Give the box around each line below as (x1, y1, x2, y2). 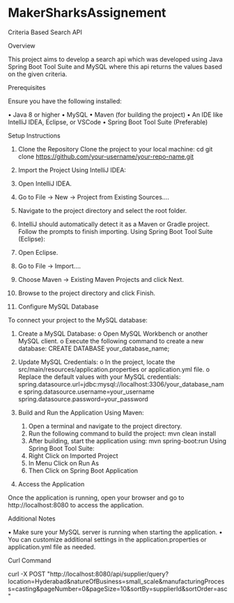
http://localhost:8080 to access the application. (8, 500, 144, 509)
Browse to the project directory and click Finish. (17, 288, 156, 297)
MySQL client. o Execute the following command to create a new (17, 336, 204, 345)
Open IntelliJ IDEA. (17, 179, 72, 188)
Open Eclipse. (17, 248, 58, 256)
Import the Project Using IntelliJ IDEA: (17, 165, 126, 174)
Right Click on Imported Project (28, 452, 118, 460)
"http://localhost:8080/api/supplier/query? (47, 569, 169, 578)
